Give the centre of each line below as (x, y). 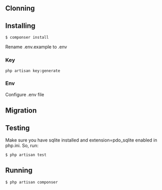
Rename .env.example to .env (36, 47)
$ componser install (27, 38)
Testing (18, 128)
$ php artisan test (26, 155)
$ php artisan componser (32, 182)
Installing (20, 26)
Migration (21, 111)
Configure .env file (25, 94)
